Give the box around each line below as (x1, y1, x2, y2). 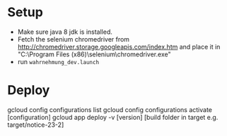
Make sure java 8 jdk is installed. (17, 27, 113, 36)
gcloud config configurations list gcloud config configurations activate (7, 105, 213, 113)
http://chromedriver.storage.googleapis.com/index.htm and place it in (17, 42, 221, 51)
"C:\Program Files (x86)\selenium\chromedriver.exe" (17, 50, 171, 58)
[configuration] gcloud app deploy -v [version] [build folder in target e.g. (7, 113, 219, 121)
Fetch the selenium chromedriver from (17, 35, 129, 43)
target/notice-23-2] (7, 120, 64, 129)
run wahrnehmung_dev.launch (17, 57, 100, 66)
